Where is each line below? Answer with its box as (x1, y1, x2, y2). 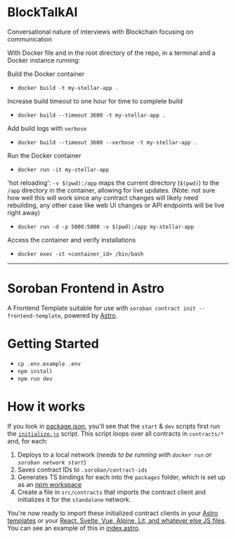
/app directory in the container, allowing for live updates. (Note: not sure (7, 186, 216, 194)
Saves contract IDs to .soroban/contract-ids (17, 465, 147, 474)
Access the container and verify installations (7, 235, 136, 244)
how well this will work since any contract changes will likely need (7, 193, 199, 202)
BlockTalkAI (7, 4, 78, 20)
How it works (7, 398, 86, 415)
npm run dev (17, 375, 53, 382)
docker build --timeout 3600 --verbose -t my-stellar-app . (17, 138, 197, 146)
